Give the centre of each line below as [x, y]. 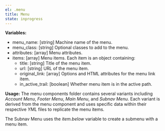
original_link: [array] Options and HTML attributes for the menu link [87, 74]
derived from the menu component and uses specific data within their [76, 104]
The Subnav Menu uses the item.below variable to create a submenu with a [82, 119]
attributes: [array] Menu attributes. [47, 53]
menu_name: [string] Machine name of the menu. [62, 42]
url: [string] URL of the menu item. [54, 68]
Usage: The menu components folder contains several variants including [79, 94]
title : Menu [17, 14]
